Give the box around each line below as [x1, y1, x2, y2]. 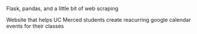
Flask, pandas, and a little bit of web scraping [6, 5, 119, 12]
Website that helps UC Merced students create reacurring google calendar [6, 16, 191, 23]
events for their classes [6, 23, 64, 29]
